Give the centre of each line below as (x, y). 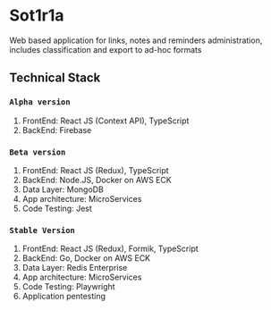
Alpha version (40, 102)
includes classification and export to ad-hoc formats (106, 49)
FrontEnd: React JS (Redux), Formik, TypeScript (110, 249)
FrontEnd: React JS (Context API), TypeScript (106, 121)
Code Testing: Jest (57, 208)
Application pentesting (64, 297)
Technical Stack (55, 78)
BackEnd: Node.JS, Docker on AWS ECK (97, 180)
